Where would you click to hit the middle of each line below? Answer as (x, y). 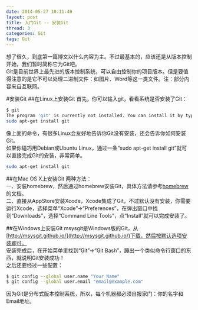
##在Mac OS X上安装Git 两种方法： (49, 179)
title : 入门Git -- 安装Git (37, 22)
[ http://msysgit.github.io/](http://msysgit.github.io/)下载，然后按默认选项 (94, 235)
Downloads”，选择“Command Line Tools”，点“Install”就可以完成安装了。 (102, 215)
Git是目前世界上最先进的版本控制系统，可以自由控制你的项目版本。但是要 (95, 71)
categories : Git (26, 34)
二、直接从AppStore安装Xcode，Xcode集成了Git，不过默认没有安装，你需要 (98, 201)
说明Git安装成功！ (43, 257)
